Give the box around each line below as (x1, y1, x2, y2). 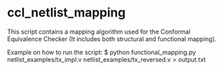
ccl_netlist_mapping (7, 5, 126, 21)
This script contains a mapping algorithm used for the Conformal (7, 27, 191, 36)
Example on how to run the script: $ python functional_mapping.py (7, 48, 196, 56)
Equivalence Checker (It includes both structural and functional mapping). (7, 34, 217, 43)
